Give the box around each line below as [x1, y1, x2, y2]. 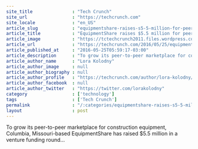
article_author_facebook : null [6, 80, 88, 86]
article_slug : [6, 25, 75, 31]
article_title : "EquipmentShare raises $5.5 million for [6, 31, 181, 37]
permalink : [6, 102, 75, 108]
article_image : [6, 36, 75, 42]
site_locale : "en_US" [6, 20, 96, 25]
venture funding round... [6, 137, 65, 144]
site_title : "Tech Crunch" [6, 8, 112, 15]
